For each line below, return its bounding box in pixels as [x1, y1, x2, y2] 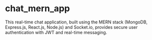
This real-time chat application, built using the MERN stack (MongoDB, [5, 19, 148, 25]
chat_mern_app [5, 3, 70, 14]
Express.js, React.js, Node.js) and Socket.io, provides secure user [5, 24, 138, 30]
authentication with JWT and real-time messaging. [5, 29, 107, 35]
